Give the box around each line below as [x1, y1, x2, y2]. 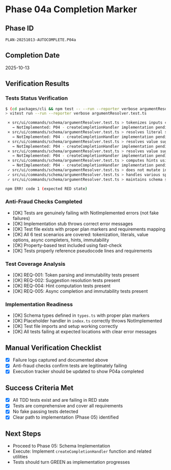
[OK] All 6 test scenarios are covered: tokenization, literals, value [12, 231, 149, 237]
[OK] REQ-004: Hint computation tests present [12, 283, 111, 289]
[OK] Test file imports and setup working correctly [12, 323, 118, 329]
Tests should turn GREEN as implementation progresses [12, 459, 130, 465]
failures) [12, 215, 31, 221]
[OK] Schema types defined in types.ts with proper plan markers [12, 312, 150, 319]
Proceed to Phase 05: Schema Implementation [12, 443, 110, 449]
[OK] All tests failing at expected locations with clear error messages [12, 328, 157, 335]
